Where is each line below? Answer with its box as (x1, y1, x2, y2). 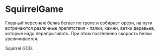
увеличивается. (5, 36, 39, 42)
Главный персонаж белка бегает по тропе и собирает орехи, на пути (5, 20, 153, 26)
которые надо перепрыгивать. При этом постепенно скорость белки (5, 30, 152, 36)
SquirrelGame (5, 3, 64, 15)
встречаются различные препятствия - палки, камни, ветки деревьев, (5, 25, 156, 31)
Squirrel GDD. (5, 45, 33, 51)
